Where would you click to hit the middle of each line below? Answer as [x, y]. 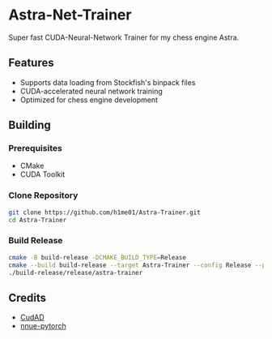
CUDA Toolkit [42, 174]
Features [31, 63]
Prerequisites [35, 148]
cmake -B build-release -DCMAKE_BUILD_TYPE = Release [97, 257]
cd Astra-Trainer [38, 220]
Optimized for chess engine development [89, 100]
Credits [28, 298]
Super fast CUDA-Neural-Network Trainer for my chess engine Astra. [124, 37]
